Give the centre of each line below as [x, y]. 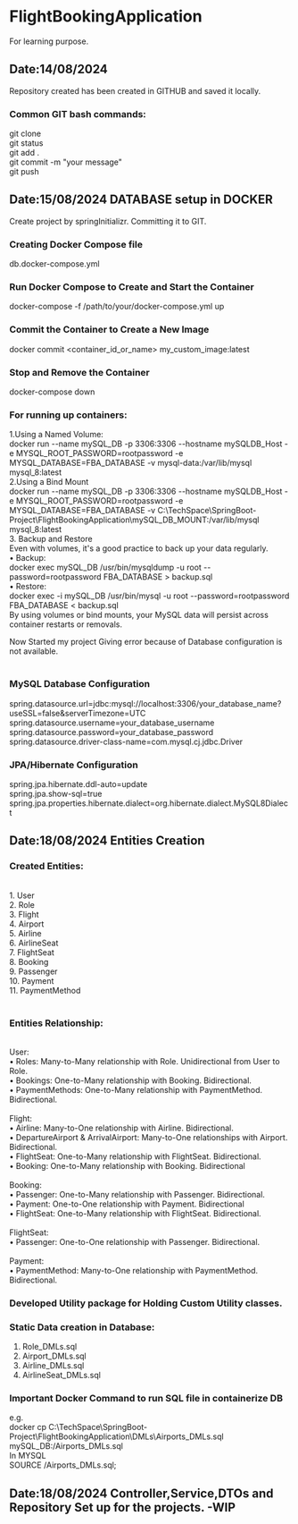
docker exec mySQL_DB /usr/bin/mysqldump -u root [106, 567]
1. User [22, 895]
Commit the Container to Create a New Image [109, 330]
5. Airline [25, 933]
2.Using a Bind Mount [49, 482]
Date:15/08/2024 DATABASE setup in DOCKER [141, 200]
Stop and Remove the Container [79, 372]
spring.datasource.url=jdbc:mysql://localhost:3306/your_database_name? [145, 703]
